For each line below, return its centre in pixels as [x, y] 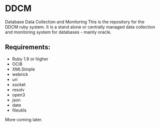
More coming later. [24, 119]
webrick [20, 74]
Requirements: [28, 47]
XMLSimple [23, 69]
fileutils [19, 110]
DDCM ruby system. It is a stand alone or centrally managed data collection [80, 27]
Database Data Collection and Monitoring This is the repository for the [75, 22]
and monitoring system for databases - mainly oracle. [58, 32]
